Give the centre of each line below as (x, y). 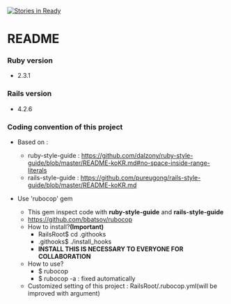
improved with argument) (64, 294)
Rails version (30, 94)
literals (37, 170)
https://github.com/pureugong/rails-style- (141, 178)
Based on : (33, 142)
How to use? (46, 264)
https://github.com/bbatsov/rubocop (80, 220)
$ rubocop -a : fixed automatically (87, 279)
